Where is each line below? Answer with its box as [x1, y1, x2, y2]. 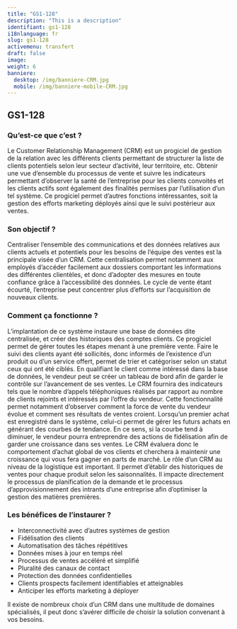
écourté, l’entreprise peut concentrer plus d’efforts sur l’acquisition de [7, 285, 211, 294]
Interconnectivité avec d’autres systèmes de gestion [17, 526, 170, 535]
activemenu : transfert [7, 43, 74, 50]
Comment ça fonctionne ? [7, 311, 98, 321]
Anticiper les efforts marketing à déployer [17, 586, 139, 595]
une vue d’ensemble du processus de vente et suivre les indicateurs [7, 169, 206, 177]
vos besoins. [7, 615, 45, 623]
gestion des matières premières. [7, 492, 101, 501]
